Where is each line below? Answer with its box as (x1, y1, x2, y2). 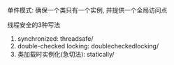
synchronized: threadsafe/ (17, 35, 94, 43)
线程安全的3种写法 (7, 21, 61, 29)
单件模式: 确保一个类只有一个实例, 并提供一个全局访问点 (7, 6, 168, 14)
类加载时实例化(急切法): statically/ (17, 50, 115, 58)
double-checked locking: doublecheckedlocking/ (17, 42, 159, 50)
